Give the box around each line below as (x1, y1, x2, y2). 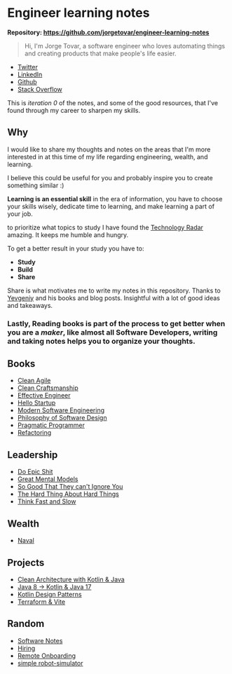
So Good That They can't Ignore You (17, 483, 123, 491)
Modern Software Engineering (17, 406, 105, 414)
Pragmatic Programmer (17, 421, 86, 429)
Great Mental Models (17, 475, 79, 483)
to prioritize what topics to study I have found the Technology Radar (7, 223, 203, 231)
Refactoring (17, 429, 52, 437)
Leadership (7, 449, 58, 461)
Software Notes (17, 636, 63, 645)
